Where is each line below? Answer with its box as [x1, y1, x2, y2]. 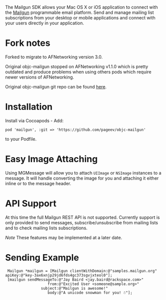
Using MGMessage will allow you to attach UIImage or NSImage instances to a [5, 170, 162, 176]
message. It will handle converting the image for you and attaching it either [5, 175, 159, 181]
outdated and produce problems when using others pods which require [5, 69, 152, 75]
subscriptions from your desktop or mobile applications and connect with [5, 15, 156, 20]
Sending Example [5, 252, 79, 263]
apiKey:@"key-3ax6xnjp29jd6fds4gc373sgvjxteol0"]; [5, 273, 113, 278]
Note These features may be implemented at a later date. [5, 234, 122, 240]
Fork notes [5, 37, 51, 49]
